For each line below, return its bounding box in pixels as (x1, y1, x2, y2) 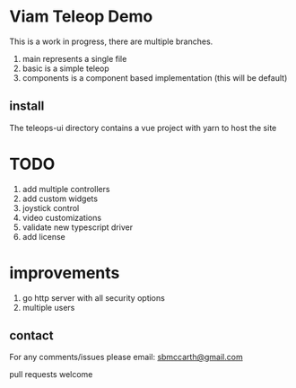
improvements (9, 262, 120, 283)
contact (9, 328, 54, 343)
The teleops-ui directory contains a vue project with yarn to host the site (9, 122, 277, 133)
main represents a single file (22, 53, 127, 64)
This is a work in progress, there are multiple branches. (9, 36, 213, 47)
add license (22, 231, 65, 242)
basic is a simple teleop (22, 63, 109, 74)
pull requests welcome (9, 369, 93, 380)
